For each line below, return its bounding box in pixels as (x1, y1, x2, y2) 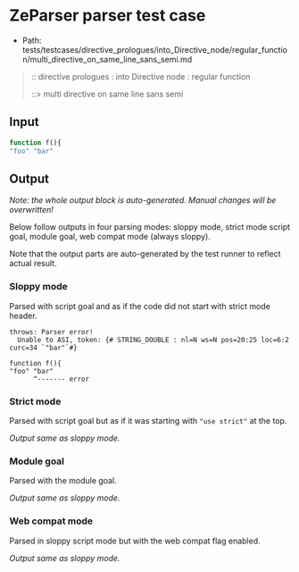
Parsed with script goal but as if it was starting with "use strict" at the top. (9, 415, 287, 425)
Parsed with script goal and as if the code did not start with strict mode (9, 300, 270, 311)
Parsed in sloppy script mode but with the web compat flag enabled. (9, 535, 261, 546)
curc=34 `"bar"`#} (9, 343, 78, 352)
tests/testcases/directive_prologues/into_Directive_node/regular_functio (21, 44, 288, 55)
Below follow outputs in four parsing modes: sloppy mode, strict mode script (9, 222, 291, 232)
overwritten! (9, 205, 54, 215)
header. (9, 310, 37, 321)
